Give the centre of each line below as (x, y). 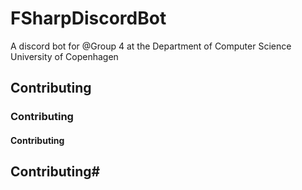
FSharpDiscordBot (88, 18)
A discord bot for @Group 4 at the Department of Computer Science (151, 46)
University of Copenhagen (64, 56)
